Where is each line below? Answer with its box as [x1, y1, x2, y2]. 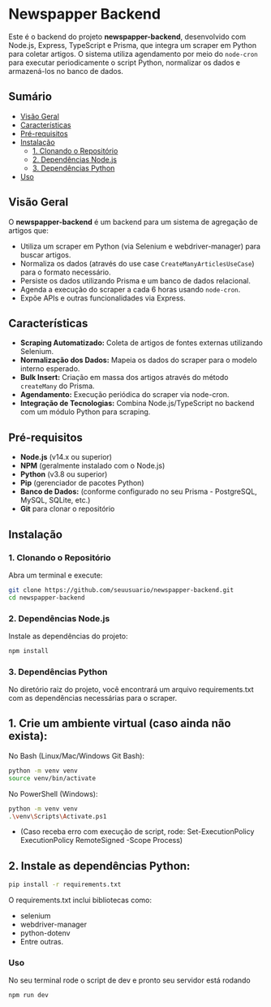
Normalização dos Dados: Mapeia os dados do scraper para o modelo [19, 355, 257, 365]
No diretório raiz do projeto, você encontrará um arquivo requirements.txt [8, 685, 254, 694]
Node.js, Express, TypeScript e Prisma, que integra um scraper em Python [8, 40, 257, 50]
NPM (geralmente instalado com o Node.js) [19, 460, 166, 471]
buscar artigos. [19, 249, 71, 260]
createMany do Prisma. [19, 381, 95, 391]
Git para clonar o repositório [19, 504, 115, 514]
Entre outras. [19, 937, 64, 947]
